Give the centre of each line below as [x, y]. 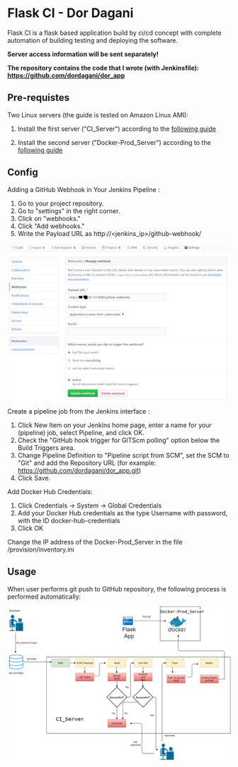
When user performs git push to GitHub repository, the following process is [117, 589]
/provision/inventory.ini [41, 549]
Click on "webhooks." [49, 218]
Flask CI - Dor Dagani [70, 13]
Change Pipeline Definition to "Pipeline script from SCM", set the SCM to [123, 455]
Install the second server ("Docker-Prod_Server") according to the [114, 142]
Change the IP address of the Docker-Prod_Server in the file [95, 542]
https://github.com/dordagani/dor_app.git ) [79, 470]
